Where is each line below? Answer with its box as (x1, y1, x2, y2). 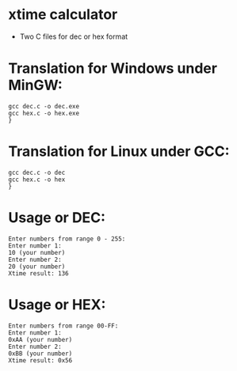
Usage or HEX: (8, 295, 106, 313)
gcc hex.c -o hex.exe (8, 109, 80, 117)
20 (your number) (8, 263, 66, 271)
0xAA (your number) (8, 335, 73, 343)
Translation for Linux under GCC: (8, 142, 230, 161)
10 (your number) (8, 248, 66, 256)
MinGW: (8, 77, 63, 94)
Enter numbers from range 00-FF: (8, 322, 119, 330)
